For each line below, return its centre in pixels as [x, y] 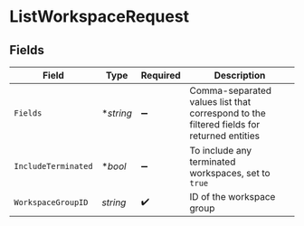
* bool [114, 166]
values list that [220, 102]
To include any [220, 151]
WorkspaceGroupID [51, 202]
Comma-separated [231, 90]
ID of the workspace [233, 197]
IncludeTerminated [53, 166]
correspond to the [228, 113]
